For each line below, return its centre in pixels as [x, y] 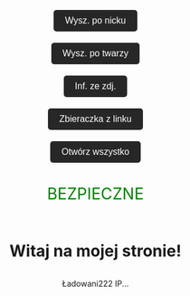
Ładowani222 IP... [95, 284]
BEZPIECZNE [95, 193]
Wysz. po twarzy [95, 53]
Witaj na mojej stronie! [95, 251]
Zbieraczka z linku [95, 119]
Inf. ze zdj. [95, 86]
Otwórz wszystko [95, 151]
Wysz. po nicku [95, 20]
